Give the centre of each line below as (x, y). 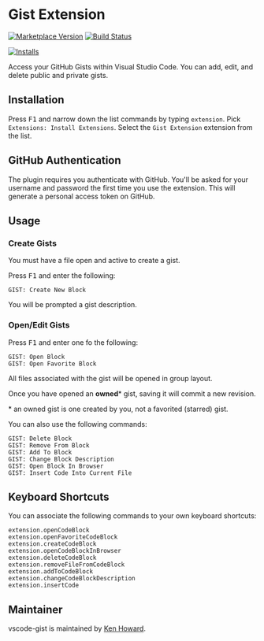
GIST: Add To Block (40, 452)
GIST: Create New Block (47, 290)
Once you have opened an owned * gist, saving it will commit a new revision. (132, 393)
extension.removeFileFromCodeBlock (67, 565)
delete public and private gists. (58, 75)
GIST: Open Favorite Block (52, 364)
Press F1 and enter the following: (62, 276)
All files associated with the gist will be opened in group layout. (110, 378)
